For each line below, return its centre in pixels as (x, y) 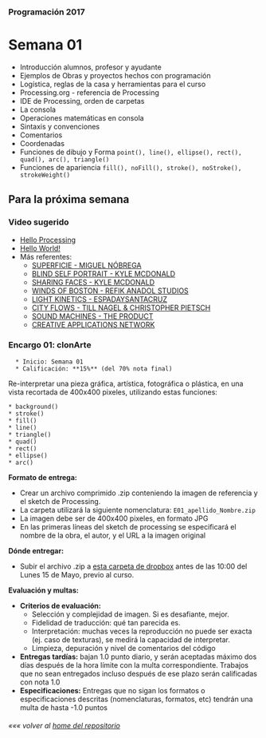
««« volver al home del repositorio (65, 726)
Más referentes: (46, 256)
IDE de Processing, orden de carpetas (82, 101)
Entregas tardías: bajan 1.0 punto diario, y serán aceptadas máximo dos (138, 657)
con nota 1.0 (40, 682)
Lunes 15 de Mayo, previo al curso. (77, 574)
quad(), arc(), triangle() (65, 159)
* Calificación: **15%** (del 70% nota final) (94, 369)
